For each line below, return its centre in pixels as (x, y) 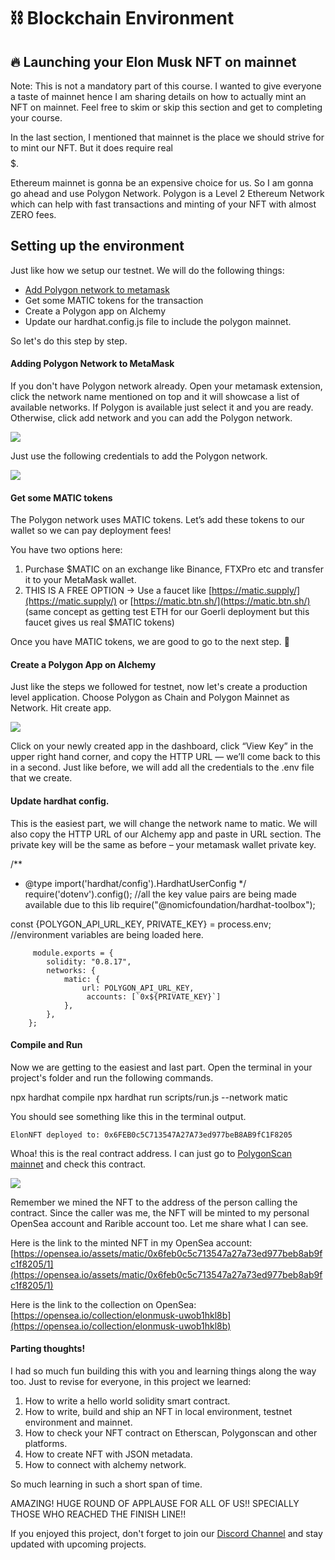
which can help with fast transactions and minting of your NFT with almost (163, 204)
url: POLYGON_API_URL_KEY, (138, 988)
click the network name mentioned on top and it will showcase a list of (155, 397)
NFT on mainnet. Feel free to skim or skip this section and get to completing (166, 107)
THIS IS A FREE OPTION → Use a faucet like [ (118, 591)
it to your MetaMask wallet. (80, 580)
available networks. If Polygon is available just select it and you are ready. (162, 407)
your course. (36, 118)
